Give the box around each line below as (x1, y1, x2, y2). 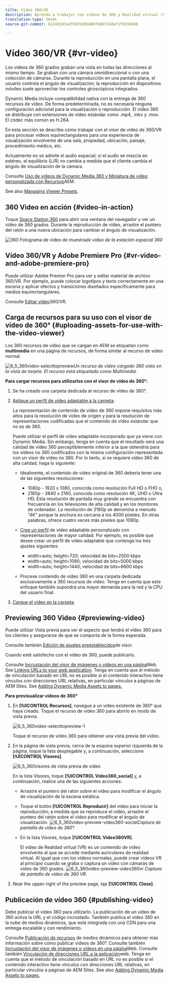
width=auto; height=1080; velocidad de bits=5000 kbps (27, 558, 143, 564)
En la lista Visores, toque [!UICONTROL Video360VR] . (20, 835, 133, 841)
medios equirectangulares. (5, 289, 61, 295)
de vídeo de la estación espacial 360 (86, 237, 163, 243)
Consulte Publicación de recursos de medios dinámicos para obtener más (5, 935, 158, 941)
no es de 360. (12, 423, 42, 429)
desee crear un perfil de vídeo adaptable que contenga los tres (20, 537, 151, 543)
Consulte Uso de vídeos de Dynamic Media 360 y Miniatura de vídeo (5, 173, 148, 179)
